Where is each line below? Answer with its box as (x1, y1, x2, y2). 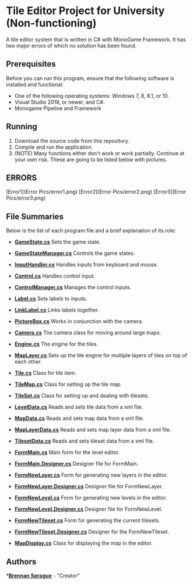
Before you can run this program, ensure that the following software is (6, 74, 175, 81)
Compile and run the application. (14, 143, 93, 150)
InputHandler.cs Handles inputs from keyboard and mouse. (14, 261, 159, 268)
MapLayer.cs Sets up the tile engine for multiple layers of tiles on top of (14, 352, 188, 359)
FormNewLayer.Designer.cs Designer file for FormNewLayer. (14, 483, 163, 490)
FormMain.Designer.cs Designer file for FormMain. (14, 460, 139, 467)
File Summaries (6, 211, 64, 221)
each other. (14, 358, 43, 365)
